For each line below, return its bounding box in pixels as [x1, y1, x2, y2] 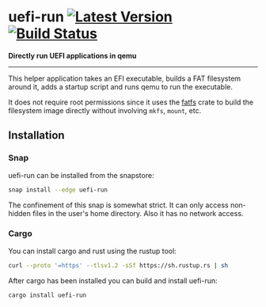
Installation [8, 129, 65, 142]
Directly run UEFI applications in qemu [8, 51, 137, 60]
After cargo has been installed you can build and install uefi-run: [8, 275, 218, 285]
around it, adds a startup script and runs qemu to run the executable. [8, 81, 234, 91]
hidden [8, 208, 32, 218]
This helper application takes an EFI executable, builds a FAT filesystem [8, 74, 241, 83]
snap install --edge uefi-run [8, 186, 108, 194]
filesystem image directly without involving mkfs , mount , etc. [8, 105, 202, 115]
